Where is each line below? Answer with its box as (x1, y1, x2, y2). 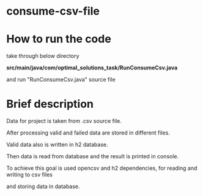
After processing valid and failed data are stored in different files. (6, 129, 170, 136)
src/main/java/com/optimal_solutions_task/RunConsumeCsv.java (6, 64, 178, 71)
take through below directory (6, 52, 79, 60)
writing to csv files (6, 171, 53, 178)
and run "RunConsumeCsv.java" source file (6, 76, 116, 83)
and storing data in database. (6, 183, 81, 190)
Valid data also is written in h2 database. (6, 141, 108, 149)
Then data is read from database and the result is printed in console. (6, 153, 179, 160)
